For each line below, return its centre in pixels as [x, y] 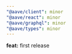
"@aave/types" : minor [34, 28]
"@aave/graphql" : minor [36, 23]
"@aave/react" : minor [34, 17]
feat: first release [28, 46]
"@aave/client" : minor [35, 12]
